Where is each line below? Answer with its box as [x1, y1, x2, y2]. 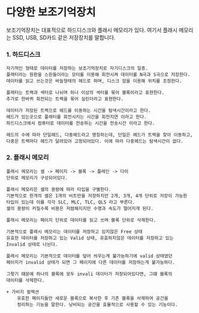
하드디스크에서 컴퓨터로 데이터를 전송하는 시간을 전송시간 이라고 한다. [6, 120, 155, 126]
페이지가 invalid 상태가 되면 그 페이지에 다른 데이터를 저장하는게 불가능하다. [6, 259, 175, 265]
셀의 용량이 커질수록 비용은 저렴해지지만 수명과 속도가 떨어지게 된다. [6, 205, 154, 211]
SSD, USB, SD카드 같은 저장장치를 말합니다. [12, 34, 116, 41]
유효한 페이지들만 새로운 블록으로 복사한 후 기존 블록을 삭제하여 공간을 [17, 295, 169, 301]
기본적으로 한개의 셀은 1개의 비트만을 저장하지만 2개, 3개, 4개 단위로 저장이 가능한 [6, 193, 188, 199]
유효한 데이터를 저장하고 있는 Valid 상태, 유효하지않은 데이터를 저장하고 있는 [6, 235, 174, 241]
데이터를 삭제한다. [6, 277, 45, 283]
